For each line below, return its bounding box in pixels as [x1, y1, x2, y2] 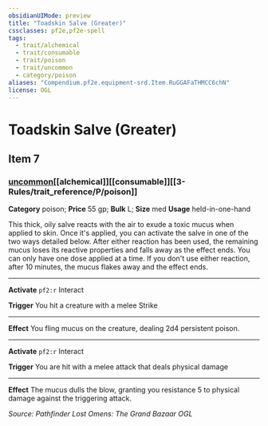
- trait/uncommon [15, 64, 73, 72]
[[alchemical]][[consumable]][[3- [53, 176, 186, 187]
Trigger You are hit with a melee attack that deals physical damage [8, 362, 229, 372]
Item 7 [8, 152, 40, 165]
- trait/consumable [15, 49, 81, 57]
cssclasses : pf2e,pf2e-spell [8, 26, 105, 34]
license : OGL [8, 86, 52, 94]
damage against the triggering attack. [8, 393, 132, 404]
